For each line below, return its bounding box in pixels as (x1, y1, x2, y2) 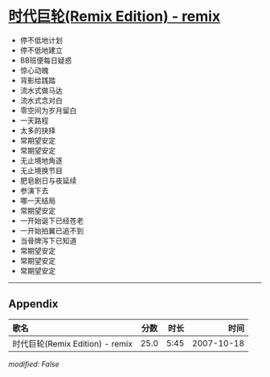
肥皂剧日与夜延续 (19, 176, 77, 185)
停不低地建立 (19, 45, 63, 55)
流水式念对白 (19, 95, 63, 105)
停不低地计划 (19, 35, 63, 45)
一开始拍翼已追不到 (19, 225, 84, 235)
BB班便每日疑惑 (19, 55, 72, 65)
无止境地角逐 (19, 156, 63, 165)
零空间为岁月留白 (19, 105, 77, 115)
